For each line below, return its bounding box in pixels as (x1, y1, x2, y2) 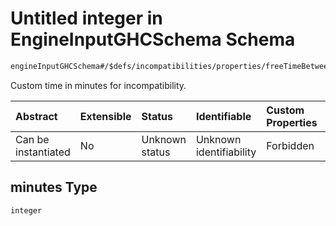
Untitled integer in (10, 7, 163, 30)
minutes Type (10, 179, 98, 196)
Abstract (15, 109, 58, 123)
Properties (266, 115, 318, 129)
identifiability (195, 145, 257, 159)
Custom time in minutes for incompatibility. (10, 79, 187, 91)
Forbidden (266, 138, 315, 152)
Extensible (79, 109, 132, 123)
